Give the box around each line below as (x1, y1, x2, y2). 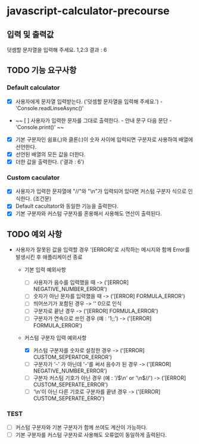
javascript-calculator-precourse (7, 4, 170, 18)
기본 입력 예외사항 (24, 266, 66, 273)
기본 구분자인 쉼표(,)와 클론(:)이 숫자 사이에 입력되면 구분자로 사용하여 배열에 (15, 136, 193, 143)
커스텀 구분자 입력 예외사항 (24, 334, 87, 341)
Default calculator (7, 83, 60, 92)
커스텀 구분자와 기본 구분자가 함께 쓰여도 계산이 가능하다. (15, 424, 148, 431)
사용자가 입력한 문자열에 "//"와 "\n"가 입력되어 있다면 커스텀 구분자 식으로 (15, 187, 187, 195)
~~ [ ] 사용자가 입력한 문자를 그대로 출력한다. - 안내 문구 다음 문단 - (15, 117, 172, 124)
